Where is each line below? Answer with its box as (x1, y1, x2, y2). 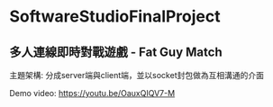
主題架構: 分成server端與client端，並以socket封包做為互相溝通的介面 (9, 70, 264, 80)
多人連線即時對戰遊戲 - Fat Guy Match (9, 44, 223, 59)
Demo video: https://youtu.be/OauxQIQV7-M (9, 88, 176, 98)
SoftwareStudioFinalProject (9, 6, 221, 27)
